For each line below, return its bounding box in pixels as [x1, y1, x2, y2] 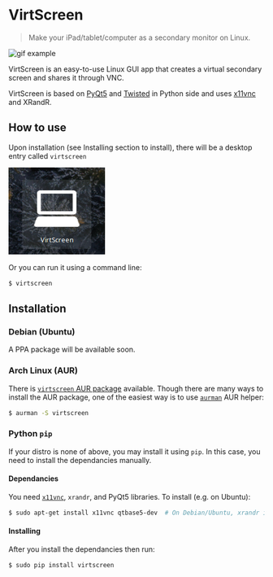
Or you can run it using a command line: [8, 262, 142, 272]
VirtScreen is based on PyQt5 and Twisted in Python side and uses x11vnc [8, 88, 256, 98]
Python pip [8, 428, 53, 439]
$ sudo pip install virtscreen [8, 562, 115, 570]
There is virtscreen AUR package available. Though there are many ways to [8, 383, 264, 393]
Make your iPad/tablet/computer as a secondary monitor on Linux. [28, 33, 251, 42]
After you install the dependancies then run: [8, 544, 156, 554]
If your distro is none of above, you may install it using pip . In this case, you [8, 446, 261, 457]
